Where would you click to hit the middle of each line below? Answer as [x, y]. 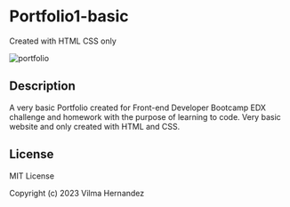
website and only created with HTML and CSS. [95, 126]
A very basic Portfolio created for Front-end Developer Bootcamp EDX [138, 107]
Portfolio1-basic [69, 16]
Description [42, 86]
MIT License [32, 176]
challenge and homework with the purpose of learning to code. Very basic [145, 116]
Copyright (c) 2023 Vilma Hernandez [77, 193]
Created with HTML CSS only [63, 41]
